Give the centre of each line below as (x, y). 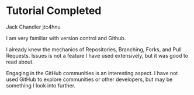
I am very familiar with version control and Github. (66, 38)
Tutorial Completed (54, 11)
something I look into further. (41, 85)
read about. (20, 62)
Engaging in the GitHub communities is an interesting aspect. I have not (92, 73)
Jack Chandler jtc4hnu (34, 27)
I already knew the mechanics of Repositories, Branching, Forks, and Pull (94, 49)
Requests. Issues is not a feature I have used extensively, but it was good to (97, 55)
